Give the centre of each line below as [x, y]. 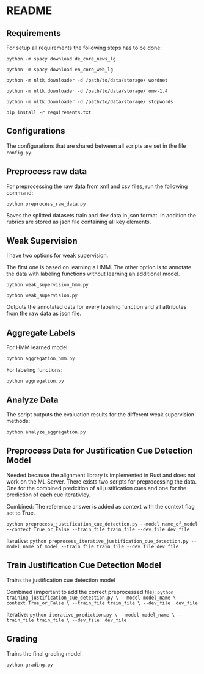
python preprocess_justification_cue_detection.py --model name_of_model [102, 524]
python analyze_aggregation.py [46, 432]
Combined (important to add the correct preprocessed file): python [90, 592]
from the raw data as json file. [44, 313]
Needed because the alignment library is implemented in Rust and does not [101, 475]
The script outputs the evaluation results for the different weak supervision [100, 415]
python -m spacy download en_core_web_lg [60, 70]
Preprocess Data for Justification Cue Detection [100, 451]
